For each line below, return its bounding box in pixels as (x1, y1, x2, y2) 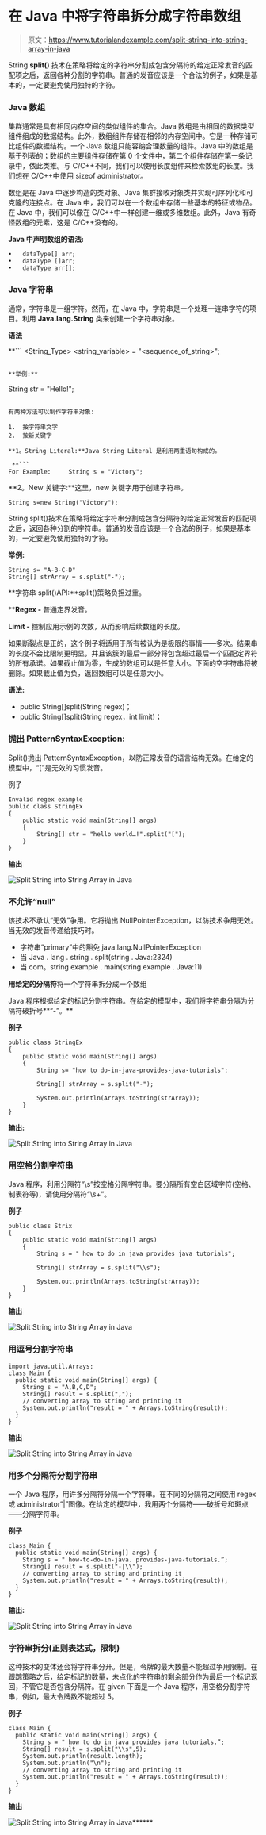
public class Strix (8, 1223, 73, 1230)
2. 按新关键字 (8, 432, 53, 440)
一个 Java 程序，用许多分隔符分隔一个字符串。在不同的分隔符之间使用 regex (8, 1489, 256, 1499)
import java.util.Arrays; (8, 1362, 93, 1370)
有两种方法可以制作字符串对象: (8, 408, 95, 416)
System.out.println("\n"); (22, 1759, 112, 1768)
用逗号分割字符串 (8, 1344, 74, 1355)
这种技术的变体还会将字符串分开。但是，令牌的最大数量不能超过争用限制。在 (8, 1662, 258, 1672)
